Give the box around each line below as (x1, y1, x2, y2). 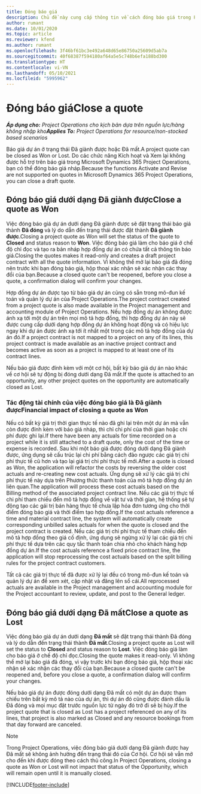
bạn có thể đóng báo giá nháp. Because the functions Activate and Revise (6, 165, 187, 172)
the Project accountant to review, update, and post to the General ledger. (6, 590, 185, 597)
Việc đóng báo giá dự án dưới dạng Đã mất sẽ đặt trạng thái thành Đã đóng (6, 633, 191, 640)
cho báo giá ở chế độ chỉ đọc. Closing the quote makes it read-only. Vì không (6, 651, 195, 659)
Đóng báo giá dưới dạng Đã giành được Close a (6, 195, 182, 205)
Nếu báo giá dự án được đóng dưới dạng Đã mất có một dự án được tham (6, 689, 187, 696)
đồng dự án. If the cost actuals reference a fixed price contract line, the (6, 547, 181, 554)
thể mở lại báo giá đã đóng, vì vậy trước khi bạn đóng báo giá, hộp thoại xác (6, 658, 193, 665)
